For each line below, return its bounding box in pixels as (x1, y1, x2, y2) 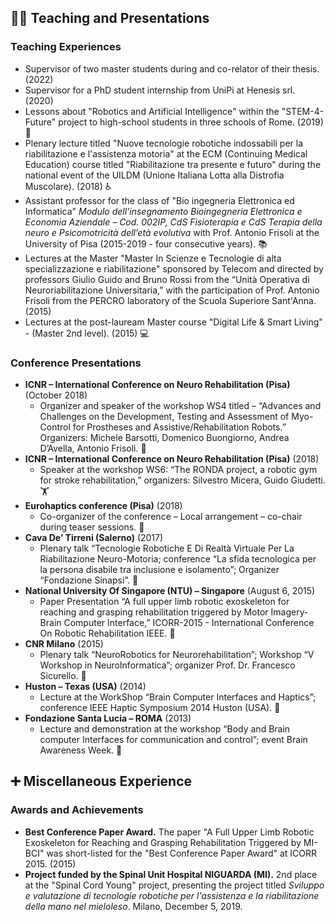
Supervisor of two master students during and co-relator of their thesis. (24, 62, 320, 75)
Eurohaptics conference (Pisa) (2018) (24, 499, 183, 511)
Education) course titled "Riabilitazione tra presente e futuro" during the (24, 158, 322, 170)
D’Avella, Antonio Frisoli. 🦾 (39, 442, 147, 454)
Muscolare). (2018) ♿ (24, 180, 113, 192)
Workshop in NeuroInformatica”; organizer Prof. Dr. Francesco (39, 659, 296, 671)
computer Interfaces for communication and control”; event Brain (39, 733, 308, 745)
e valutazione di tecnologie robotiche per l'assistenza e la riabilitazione (24, 889, 320, 901)
